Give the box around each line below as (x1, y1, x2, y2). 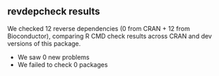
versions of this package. (7, 39, 81, 48)
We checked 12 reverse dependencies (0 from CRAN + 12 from (7, 24, 191, 32)
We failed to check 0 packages (17, 60, 108, 69)
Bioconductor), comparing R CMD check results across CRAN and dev (7, 32, 212, 40)
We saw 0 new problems (17, 53, 90, 61)
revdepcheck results (7, 6, 100, 18)
